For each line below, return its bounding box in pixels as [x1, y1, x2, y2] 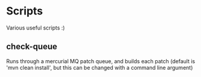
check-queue [6, 42, 58, 52]
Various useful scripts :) [6, 24, 65, 31]
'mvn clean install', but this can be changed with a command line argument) [6, 64, 193, 71]
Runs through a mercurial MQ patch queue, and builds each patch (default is [6, 57, 196, 64]
